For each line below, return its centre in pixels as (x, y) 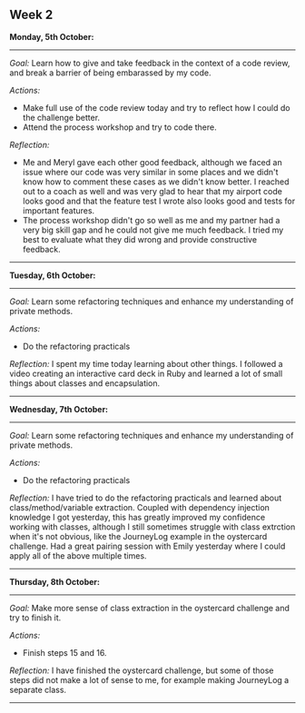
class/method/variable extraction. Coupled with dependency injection (140, 507)
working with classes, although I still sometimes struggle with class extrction (152, 527)
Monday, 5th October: (52, 36)
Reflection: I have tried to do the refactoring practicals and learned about (146, 498)
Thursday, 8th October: (54, 581)
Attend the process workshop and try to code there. (119, 127)
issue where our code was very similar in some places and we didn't (150, 172)
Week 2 (31, 15)
